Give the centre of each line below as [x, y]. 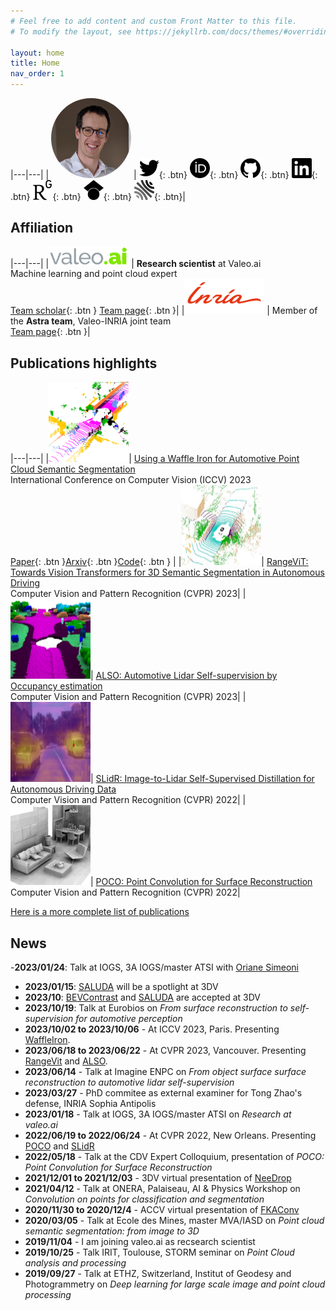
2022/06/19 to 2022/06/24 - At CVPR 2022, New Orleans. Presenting [170, 1135]
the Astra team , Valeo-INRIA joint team [91, 321]
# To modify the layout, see [71, 31]
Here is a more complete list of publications [100, 912]
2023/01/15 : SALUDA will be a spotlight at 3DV [121, 986]
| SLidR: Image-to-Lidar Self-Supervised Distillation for [202, 779]
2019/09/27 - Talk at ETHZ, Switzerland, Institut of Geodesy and [158, 1273]
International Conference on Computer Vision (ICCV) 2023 [131, 480]
